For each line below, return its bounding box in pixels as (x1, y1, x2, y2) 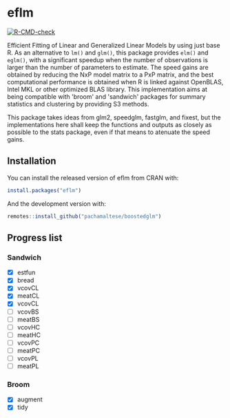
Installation (7, 155, 56, 167)
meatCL (17, 292, 40, 300)
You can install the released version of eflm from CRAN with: (7, 173, 179, 182)
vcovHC (17, 323, 41, 331)
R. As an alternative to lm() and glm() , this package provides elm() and (7, 48, 209, 57)
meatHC (17, 330, 41, 339)
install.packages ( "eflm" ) (7, 187, 81, 194)
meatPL (17, 361, 39, 370)
